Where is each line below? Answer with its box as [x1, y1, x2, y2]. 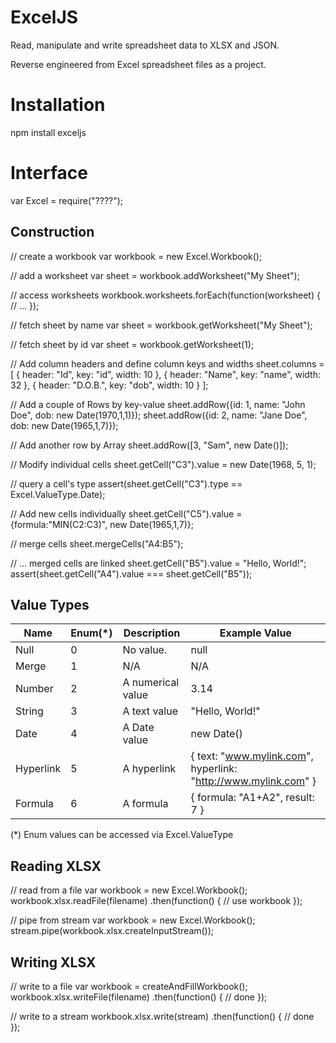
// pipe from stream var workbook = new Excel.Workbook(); [10, 914, 256, 926]
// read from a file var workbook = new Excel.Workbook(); [10, 884, 248, 896]
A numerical [122, 676, 180, 690]
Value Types [10, 597, 90, 614]
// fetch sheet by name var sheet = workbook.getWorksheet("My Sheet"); [10, 319, 313, 331]
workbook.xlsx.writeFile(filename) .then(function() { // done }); [10, 991, 268, 1003]
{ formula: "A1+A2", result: [190, 791, 315, 805]
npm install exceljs [10, 126, 87, 138]
